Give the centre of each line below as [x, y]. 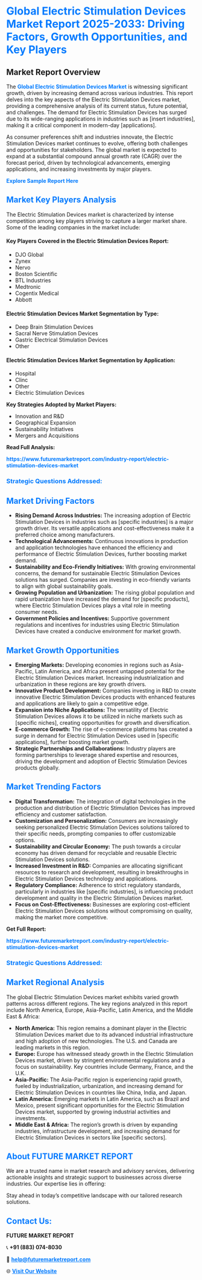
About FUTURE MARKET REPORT [70, 1156]
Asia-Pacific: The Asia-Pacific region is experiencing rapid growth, [99, 1080]
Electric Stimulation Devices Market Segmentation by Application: [91, 360]
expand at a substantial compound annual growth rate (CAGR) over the [94, 156]
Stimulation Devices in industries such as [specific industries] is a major [104, 522]
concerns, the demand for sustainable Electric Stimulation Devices [98, 573]
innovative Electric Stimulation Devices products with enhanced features [105, 697]
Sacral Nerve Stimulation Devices [56, 334]
